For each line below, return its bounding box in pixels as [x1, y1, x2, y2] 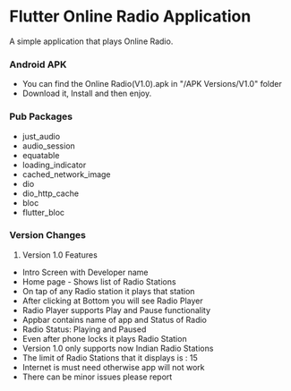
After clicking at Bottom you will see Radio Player [21, 295, 203, 306]
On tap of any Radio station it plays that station [21, 285, 195, 296]
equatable [21, 149, 60, 160]
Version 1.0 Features [21, 249, 98, 260]
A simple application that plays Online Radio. [9, 36, 174, 47]
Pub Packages [9, 110, 73, 123]
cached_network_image [21, 168, 111, 180]
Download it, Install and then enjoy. [21, 88, 152, 99]
